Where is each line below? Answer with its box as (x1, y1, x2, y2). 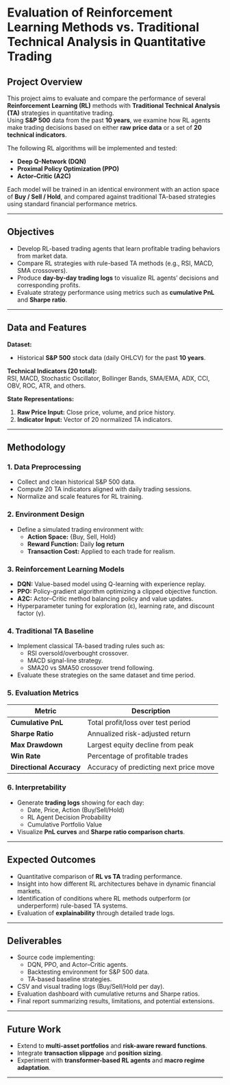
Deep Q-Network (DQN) (16, 157, 87, 166)
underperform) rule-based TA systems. (16, 902, 128, 910)
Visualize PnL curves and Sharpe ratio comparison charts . (16, 827, 186, 836)
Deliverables (7, 935, 62, 946)
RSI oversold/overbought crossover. (27, 649, 129, 658)
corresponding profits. (16, 280, 81, 289)
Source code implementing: (16, 953, 95, 961)
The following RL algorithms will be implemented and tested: (7, 144, 178, 152)
